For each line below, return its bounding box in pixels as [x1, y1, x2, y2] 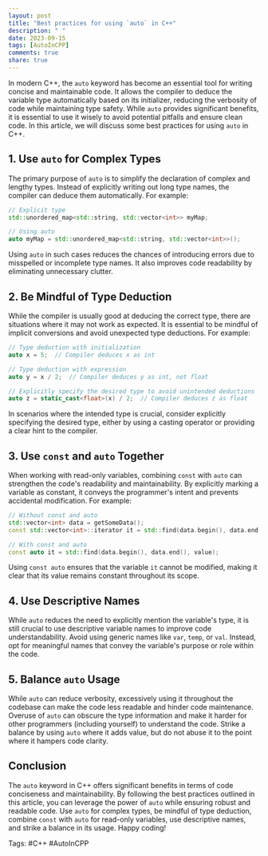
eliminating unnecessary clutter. [8, 267, 113, 277]
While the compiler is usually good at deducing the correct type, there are [8, 311, 251, 321]
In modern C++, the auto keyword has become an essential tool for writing [8, 78, 253, 88]
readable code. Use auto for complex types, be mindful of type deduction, [8, 806, 252, 815]
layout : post [8, 11, 52, 20]
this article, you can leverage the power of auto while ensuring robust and [8, 797, 251, 807]
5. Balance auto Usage [8, 672, 120, 686]
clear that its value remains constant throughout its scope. [8, 571, 199, 580]
